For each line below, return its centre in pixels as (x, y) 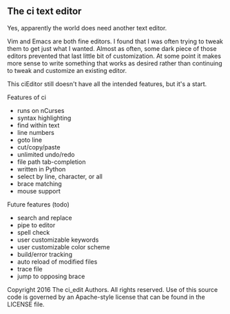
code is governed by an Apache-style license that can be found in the (106, 297)
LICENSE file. (26, 304)
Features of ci (27, 97)
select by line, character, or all (60, 176)
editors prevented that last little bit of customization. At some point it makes (114, 56)
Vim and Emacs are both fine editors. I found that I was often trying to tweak (115, 41)
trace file (30, 269)
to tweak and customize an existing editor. (67, 70)
